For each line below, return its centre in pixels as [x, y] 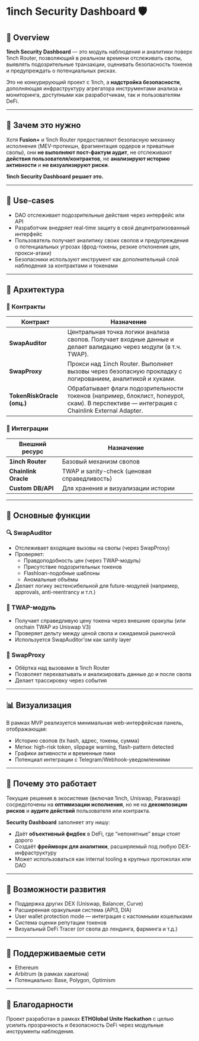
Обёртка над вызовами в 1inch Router [62, 668]
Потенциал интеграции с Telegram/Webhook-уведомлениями [92, 759]
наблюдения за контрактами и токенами [66, 266]
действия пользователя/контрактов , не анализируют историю [88, 159]
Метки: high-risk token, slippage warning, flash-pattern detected [94, 747]
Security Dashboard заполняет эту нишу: [58, 822]
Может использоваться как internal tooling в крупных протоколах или [103, 859]
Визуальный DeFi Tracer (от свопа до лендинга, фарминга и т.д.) [96, 929]
